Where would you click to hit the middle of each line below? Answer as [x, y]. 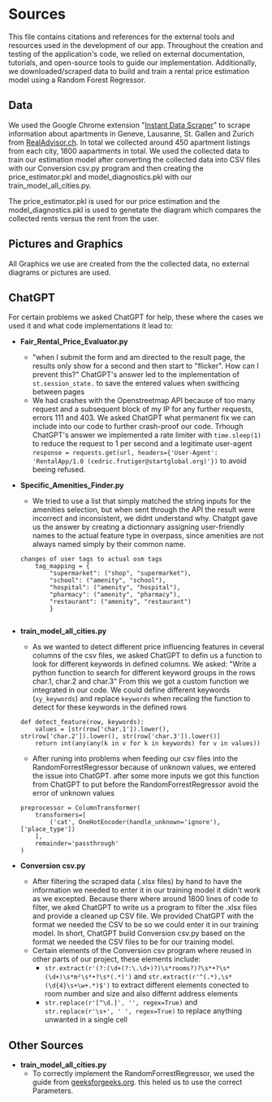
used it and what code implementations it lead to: [91, 326]
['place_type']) [47, 830]
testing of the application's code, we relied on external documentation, [127, 54]
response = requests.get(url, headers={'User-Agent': [125, 453]
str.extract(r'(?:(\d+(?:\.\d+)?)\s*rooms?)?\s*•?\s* [137, 969]
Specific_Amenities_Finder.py [72, 485]
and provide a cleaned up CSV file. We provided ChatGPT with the [143, 916]
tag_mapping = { [63, 566]
